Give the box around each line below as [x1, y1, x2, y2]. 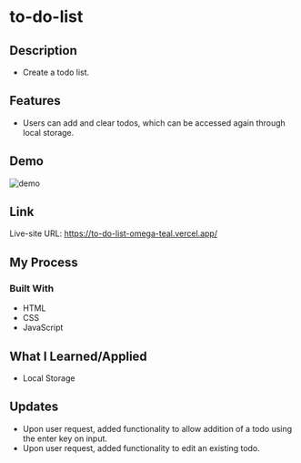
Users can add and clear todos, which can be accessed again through [22, 117, 286, 129]
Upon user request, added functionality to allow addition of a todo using [22, 423, 293, 434]
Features [9, 93, 61, 108]
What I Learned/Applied [9, 348, 147, 364]
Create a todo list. [22, 67, 90, 77]
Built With [9, 282, 55, 294]
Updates [9, 399, 59, 415]
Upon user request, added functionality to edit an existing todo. [22, 442, 261, 453]
